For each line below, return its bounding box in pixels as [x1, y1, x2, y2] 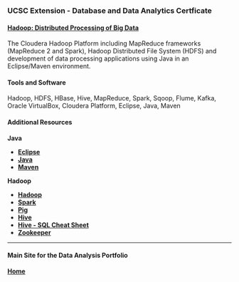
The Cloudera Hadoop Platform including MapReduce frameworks [7, 39, 201, 48]
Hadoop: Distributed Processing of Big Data [7, 23, 139, 32]
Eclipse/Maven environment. [7, 62, 91, 70]
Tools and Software [7, 78, 66, 87]
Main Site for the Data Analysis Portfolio [7, 251, 128, 260]
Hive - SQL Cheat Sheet [17, 220, 89, 229]
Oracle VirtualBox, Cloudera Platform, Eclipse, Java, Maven [7, 102, 181, 110]
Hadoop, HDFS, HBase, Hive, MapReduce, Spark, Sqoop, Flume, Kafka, [7, 94, 217, 103]
